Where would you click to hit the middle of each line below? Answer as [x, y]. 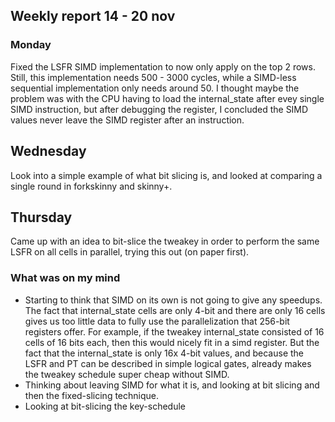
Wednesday [48, 151]
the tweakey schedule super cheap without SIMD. [127, 374]
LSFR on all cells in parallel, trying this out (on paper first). [130, 252]
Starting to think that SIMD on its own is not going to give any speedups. [173, 300]
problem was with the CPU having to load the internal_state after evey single [167, 98]
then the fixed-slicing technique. [92, 395]
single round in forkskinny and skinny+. [91, 186]
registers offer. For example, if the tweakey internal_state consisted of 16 [174, 331]
